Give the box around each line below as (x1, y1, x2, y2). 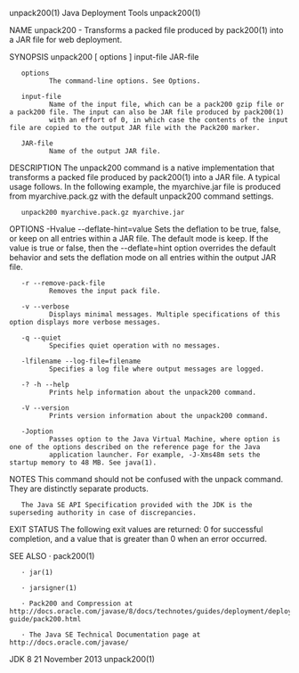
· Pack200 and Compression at (20, 599, 133, 608)
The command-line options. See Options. (48, 77, 201, 86)
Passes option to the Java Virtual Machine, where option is (48, 435, 280, 444)
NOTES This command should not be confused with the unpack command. (9, 474, 284, 484)
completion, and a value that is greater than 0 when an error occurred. (9, 534, 267, 544)
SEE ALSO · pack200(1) (9, 551, 95, 561)
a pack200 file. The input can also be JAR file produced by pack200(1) (9, 108, 285, 117)
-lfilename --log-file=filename (20, 357, 141, 365)
